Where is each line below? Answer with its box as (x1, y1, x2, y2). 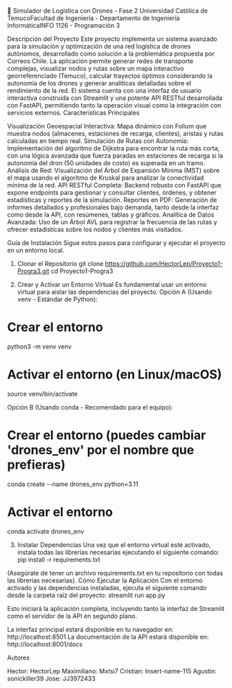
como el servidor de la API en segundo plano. (7, 612, 137, 620)
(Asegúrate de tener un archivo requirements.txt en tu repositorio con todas (7, 569, 224, 577)
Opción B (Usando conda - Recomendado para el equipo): (7, 403, 173, 411)
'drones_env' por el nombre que (7, 442, 195, 458)
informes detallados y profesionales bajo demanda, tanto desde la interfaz (7, 203, 220, 211)
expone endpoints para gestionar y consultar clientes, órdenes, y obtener (7, 188, 217, 196)
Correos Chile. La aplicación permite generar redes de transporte (7, 57, 194, 65)
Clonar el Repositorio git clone (17, 260, 104, 267)
